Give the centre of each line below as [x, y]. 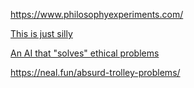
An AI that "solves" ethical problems [85, 53]
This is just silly [41, 33]
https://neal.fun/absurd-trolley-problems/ [95, 72]
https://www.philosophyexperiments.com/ [97, 14]
